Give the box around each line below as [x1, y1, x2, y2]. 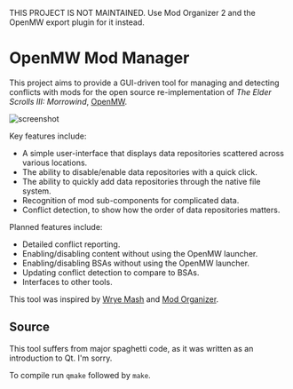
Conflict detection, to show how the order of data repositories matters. [21, 204, 281, 215]
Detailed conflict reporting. [21, 239, 121, 250]
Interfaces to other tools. [21, 276, 113, 287]
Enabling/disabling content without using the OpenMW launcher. [21, 248, 258, 258]
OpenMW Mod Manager [9, 48, 190, 68]
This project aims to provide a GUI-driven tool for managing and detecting [9, 77, 280, 88]
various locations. [21, 157, 88, 168]
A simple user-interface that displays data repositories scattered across [21, 147, 284, 158]
